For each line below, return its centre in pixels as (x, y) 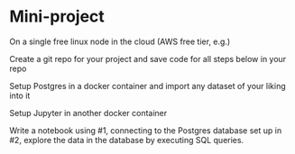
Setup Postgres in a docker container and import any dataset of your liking (147, 86)
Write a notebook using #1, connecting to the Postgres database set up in (146, 130)
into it (20, 95)
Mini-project (57, 17)
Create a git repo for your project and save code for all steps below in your (148, 59)
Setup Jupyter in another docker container (88, 113)
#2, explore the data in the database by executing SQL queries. (127, 140)
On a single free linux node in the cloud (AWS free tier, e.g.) (120, 41)
